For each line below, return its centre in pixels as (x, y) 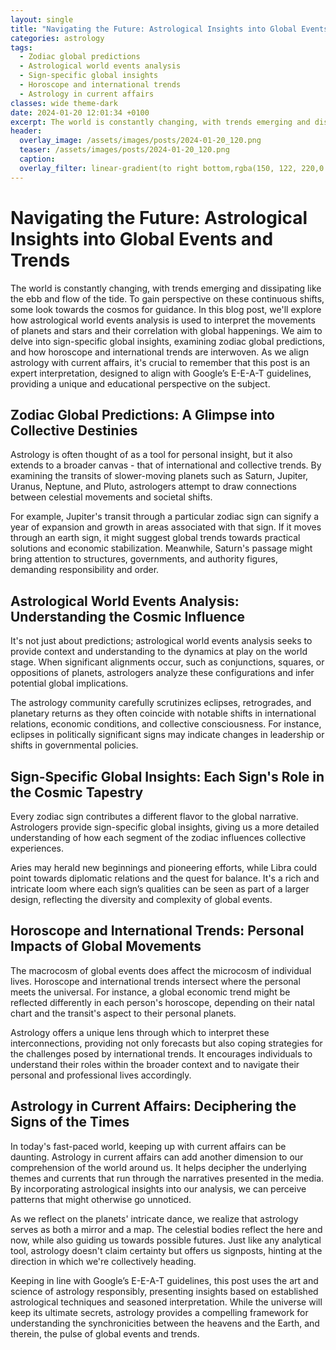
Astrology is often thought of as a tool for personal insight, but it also (151, 455)
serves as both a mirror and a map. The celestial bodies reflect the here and (166, 1229)
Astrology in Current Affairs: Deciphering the (153, 1106)
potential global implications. (69, 683)
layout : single (42, 19)
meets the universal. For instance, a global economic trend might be (150, 992)
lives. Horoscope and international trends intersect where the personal (155, 981)
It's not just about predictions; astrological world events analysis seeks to (161, 641)
